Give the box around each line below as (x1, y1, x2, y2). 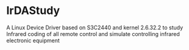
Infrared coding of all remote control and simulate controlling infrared (6, 30, 180, 37)
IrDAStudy (6, 4, 60, 18)
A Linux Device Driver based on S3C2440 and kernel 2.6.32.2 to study (6, 24, 184, 31)
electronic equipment (6, 37, 60, 44)
